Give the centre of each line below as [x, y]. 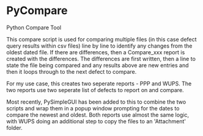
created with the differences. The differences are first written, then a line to [101, 59]
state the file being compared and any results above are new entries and [98, 65]
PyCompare [37, 11]
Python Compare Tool [34, 27]
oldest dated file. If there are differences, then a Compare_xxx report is [96, 52]
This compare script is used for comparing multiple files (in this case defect [102, 39]
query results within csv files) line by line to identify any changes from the [99, 46]
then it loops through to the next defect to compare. [72, 71]
